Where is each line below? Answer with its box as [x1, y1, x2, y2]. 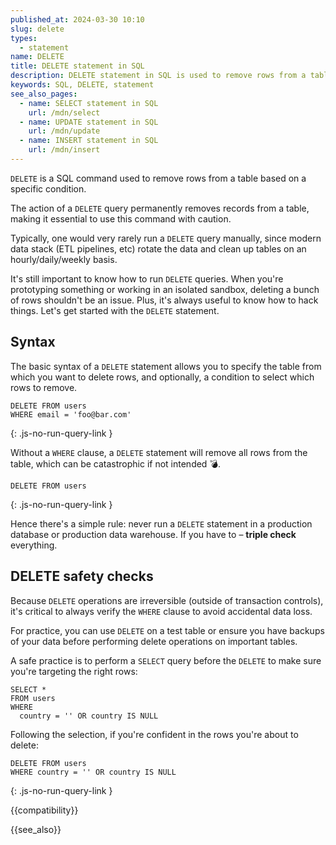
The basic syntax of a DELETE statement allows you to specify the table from [10, 360, 322, 372]
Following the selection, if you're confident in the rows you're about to [10, 728, 299, 740]
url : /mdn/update [28, 126, 101, 136]
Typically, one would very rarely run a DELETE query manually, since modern [10, 232, 322, 244]
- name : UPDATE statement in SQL [19, 117, 159, 127]
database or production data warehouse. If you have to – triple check [10, 528, 297, 540]
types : [10, 33, 38, 43]
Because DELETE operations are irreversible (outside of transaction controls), [10, 594, 324, 606]
